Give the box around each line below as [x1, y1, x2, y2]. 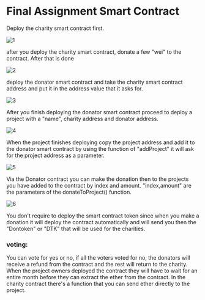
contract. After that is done [6, 54, 75, 62]
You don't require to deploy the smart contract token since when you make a [6, 212, 199, 219]
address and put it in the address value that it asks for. [6, 84, 143, 92]
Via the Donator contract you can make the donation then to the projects [6, 175, 189, 183]
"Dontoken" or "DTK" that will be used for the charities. [6, 225, 146, 232]
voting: [6, 240, 28, 249]
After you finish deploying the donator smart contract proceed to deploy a [6, 108, 193, 115]
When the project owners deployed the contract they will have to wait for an [6, 267, 198, 274]
